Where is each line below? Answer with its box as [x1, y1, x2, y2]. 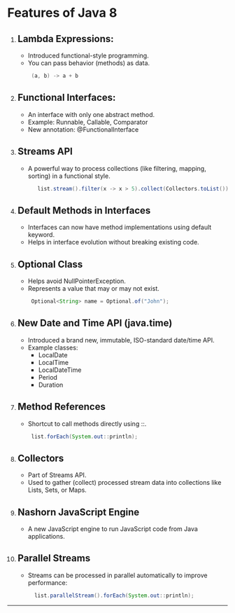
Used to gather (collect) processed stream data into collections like [27, 478, 222, 487]
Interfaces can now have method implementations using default [27, 223, 212, 232]
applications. [27, 532, 65, 540]
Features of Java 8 [7, 5, 117, 21]
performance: [27, 578, 68, 586]
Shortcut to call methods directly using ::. [27, 419, 147, 428]
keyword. [27, 230, 55, 239]
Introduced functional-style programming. [27, 51, 149, 60]
